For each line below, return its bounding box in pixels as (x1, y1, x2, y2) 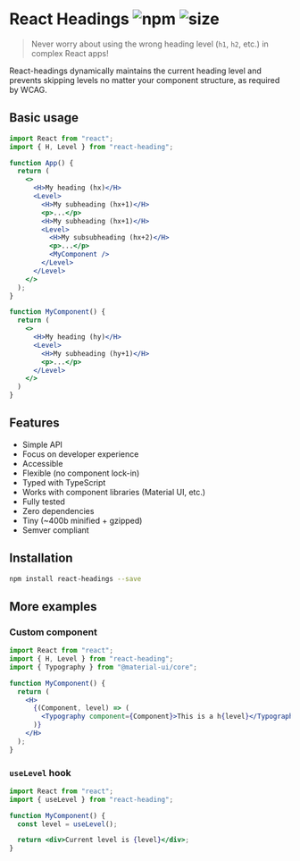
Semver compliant (21, 524, 89, 536)
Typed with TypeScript (21, 477, 106, 487)
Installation (9, 551, 73, 566)
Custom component (9, 626, 98, 638)
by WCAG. (9, 84, 47, 95)
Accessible (21, 458, 63, 468)
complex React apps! (30, 47, 109, 58)
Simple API (21, 439, 62, 450)
